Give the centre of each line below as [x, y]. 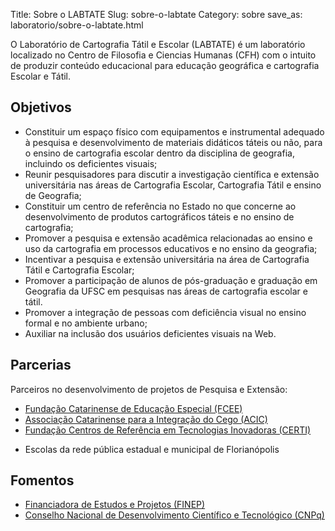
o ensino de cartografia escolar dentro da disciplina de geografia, [159, 153]
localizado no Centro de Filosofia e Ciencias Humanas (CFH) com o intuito [163, 55]
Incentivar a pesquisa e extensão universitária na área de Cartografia [167, 259]
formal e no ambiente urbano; [86, 323]
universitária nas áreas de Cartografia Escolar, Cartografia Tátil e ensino [173, 185]
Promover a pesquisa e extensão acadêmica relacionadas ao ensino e [168, 238]
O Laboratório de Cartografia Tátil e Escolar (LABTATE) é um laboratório [158, 44]
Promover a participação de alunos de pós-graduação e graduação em [171, 280]
